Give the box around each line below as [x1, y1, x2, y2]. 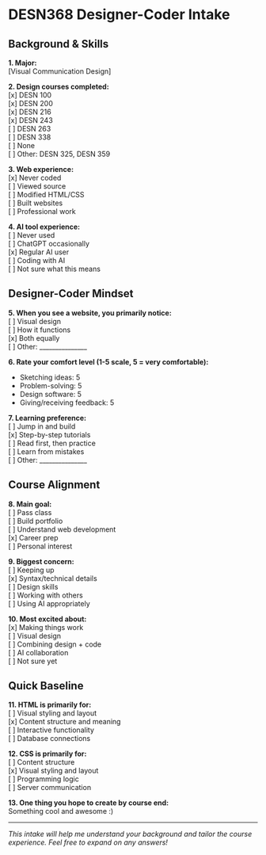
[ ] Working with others [8, 590, 83, 600]
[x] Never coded [8, 173, 62, 182]
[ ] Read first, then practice [8, 438, 97, 448]
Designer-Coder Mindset [8, 287, 134, 300]
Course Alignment [8, 478, 101, 492]
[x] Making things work [8, 622, 84, 632]
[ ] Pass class [8, 507, 52, 517]
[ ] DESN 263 [8, 124, 51, 133]
